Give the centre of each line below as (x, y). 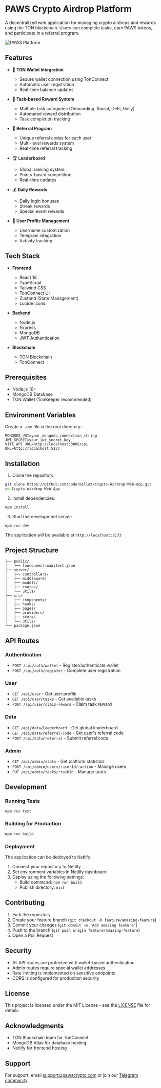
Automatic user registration (47, 84)
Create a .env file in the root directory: (43, 427)
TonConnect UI (35, 293)
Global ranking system (42, 169)
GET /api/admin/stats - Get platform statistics (58, 761)
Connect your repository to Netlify (47, 866)
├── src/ (14, 596)
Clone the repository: (33, 475)
